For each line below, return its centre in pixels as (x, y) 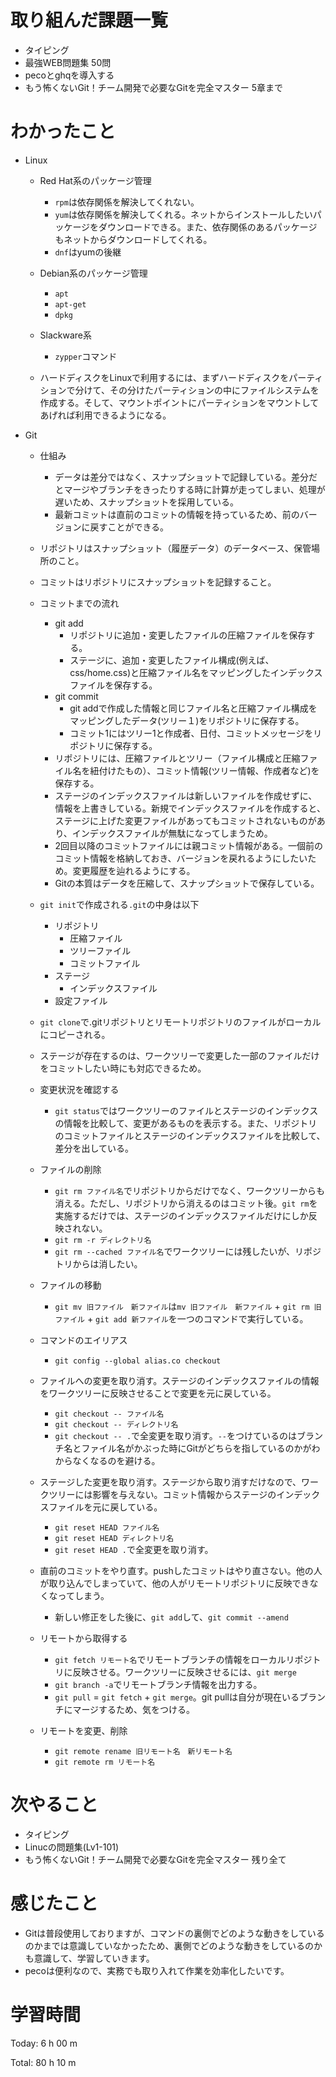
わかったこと (63, 132)
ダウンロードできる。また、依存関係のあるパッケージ (208, 227)
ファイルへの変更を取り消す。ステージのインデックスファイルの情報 (179, 1380)
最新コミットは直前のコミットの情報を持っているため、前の (177, 514)
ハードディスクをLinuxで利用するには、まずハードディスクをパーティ (181, 377)
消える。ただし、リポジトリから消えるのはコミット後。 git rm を (186, 1203)
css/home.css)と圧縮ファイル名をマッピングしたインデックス (196, 672)
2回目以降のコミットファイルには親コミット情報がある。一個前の (188, 845)
